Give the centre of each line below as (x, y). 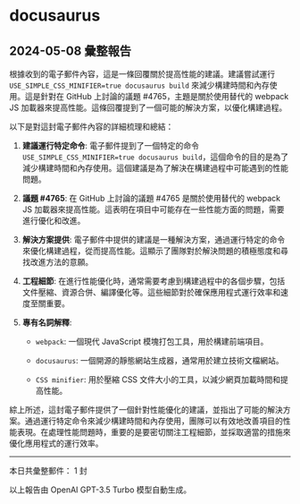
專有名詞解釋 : (47, 322)
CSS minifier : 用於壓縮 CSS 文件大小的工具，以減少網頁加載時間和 (158, 380)
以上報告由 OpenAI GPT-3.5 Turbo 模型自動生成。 (100, 490)
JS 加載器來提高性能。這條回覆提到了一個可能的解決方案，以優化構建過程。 (148, 107)
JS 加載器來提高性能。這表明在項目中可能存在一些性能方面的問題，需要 (153, 209)
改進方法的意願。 (62, 262)
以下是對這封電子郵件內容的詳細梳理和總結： (92, 127)
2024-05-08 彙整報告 (71, 51)
